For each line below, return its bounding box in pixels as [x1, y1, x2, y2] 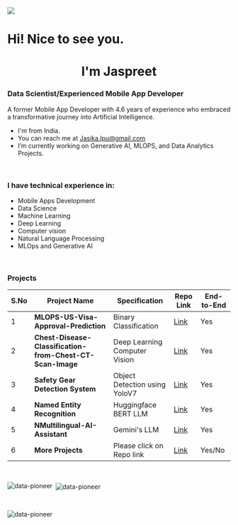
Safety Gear [34, 375, 76, 385]
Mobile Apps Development [17, 196, 96, 205]
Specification [116, 296, 164, 306]
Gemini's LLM [113, 425, 159, 435]
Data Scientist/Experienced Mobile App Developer [7, 89, 184, 99]
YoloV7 [113, 389, 137, 399]
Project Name [47, 296, 94, 306]
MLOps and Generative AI [17, 241, 93, 250]
